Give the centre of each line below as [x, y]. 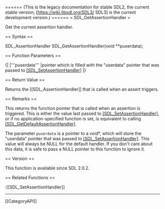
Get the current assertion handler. [39, 27]
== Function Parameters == [33, 55]
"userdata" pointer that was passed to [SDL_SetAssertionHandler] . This [77, 139]
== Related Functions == [30, 178]
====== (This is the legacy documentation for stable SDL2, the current [77, 7]
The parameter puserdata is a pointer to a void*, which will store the [73, 133]
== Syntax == [19, 37]
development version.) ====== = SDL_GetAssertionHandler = [68, 17]
